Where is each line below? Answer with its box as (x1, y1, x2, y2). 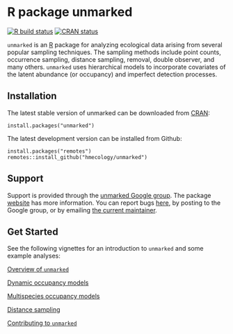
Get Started (7, 226, 58, 237)
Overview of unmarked (7, 265, 70, 274)
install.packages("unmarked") (7, 122, 95, 129)
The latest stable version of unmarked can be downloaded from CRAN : (7, 108, 210, 117)
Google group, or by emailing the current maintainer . (7, 206, 158, 214)
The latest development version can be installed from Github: (7, 134, 182, 142)
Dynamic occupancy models (7, 278, 89, 287)
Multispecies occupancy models (7, 292, 100, 301)
